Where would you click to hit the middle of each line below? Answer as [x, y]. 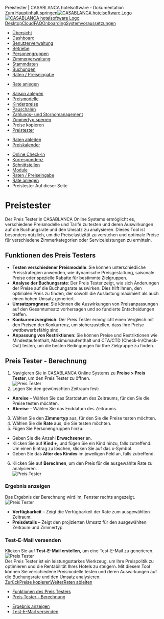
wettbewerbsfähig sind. [36, 330]
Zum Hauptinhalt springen [31, 13]
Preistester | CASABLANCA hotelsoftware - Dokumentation [64, 8]
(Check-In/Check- [140, 340]
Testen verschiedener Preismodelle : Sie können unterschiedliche [79, 267]
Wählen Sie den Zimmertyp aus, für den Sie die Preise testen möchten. [84, 418]
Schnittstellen [26, 165]
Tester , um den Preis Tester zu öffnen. [51, 378]
